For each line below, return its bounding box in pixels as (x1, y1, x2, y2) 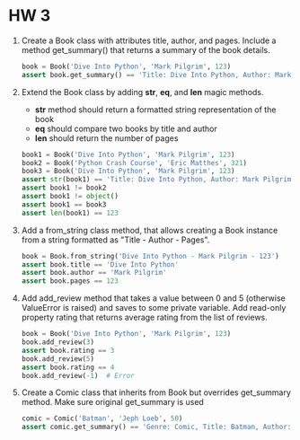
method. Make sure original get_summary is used (21, 397, 204, 408)
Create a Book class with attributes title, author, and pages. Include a (21, 35, 277, 46)
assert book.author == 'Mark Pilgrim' (21, 268, 167, 277)
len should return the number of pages (34, 132, 179, 144)
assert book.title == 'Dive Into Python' (21, 260, 180, 269)
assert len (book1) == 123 (21, 208, 119, 217)
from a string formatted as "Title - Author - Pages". (21, 234, 210, 245)
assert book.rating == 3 (21, 346, 115, 355)
